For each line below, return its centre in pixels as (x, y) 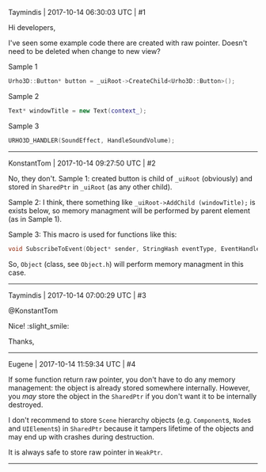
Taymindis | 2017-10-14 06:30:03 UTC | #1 (77, 12)
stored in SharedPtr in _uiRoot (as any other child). (90, 187)
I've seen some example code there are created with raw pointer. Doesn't (128, 43)
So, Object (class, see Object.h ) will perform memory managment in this (126, 264)
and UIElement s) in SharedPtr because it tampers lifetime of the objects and (131, 428)
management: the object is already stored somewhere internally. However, (129, 387)
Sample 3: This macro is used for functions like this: (93, 234)
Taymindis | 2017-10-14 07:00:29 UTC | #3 (77, 295)
